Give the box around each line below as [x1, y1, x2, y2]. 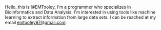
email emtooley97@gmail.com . [5, 19, 67, 25]
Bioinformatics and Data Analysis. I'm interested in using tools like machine [5, 9, 156, 15]
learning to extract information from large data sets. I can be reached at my [5, 15, 156, 20]
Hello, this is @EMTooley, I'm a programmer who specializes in [5, 4, 131, 10]
